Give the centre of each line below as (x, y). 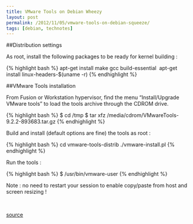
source (15, 215)
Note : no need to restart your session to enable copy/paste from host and (97, 185)
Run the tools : (24, 163)
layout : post (22, 17)
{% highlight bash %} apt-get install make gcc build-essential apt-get (92, 68)
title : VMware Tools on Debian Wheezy (54, 12)
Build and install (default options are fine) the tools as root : (78, 133)
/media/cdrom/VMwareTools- (143, 115)
